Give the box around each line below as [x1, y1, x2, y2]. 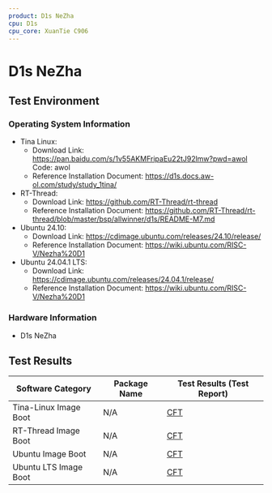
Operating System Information [8, 118, 131, 130]
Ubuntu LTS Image [12, 461, 83, 473]
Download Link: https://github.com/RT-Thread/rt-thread [32, 197, 219, 207]
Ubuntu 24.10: [19, 223, 67, 233]
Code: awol [32, 163, 70, 173]
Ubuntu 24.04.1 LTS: [19, 257, 87, 268]
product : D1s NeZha [8, 11, 74, 20]
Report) [198, 388, 228, 400]
